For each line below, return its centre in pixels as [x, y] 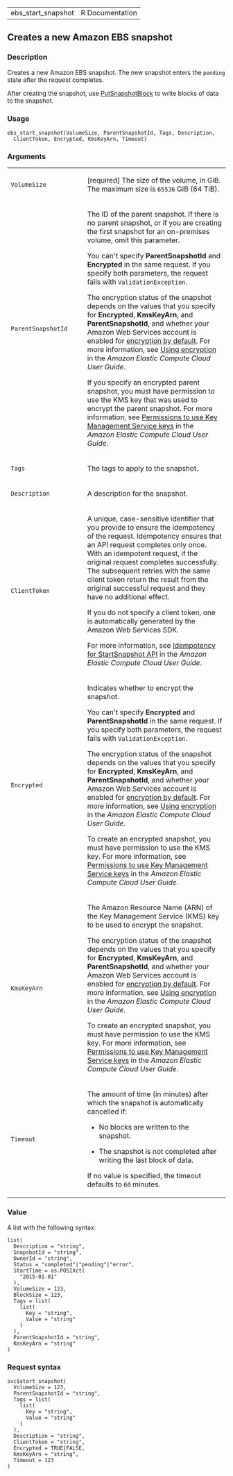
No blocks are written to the [144, 1127]
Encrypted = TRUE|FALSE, [49, 1448]
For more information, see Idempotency [152, 646]
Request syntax [34, 1367]
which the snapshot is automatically [145, 1103]
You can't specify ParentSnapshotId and [154, 256]
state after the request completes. [55, 80]
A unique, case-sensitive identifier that [151, 519]
